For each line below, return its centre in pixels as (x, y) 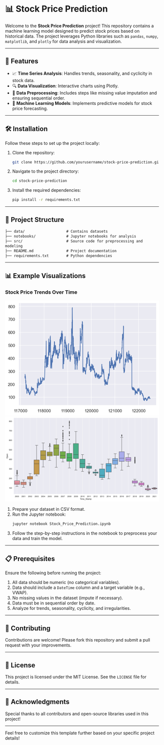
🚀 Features (22, 61)
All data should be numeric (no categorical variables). (66, 583)
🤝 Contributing (28, 628)
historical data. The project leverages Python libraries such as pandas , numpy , (82, 36)
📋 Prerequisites (30, 559)
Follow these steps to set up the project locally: (52, 143)
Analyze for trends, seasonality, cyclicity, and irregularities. (71, 608)
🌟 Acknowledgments (37, 702)
